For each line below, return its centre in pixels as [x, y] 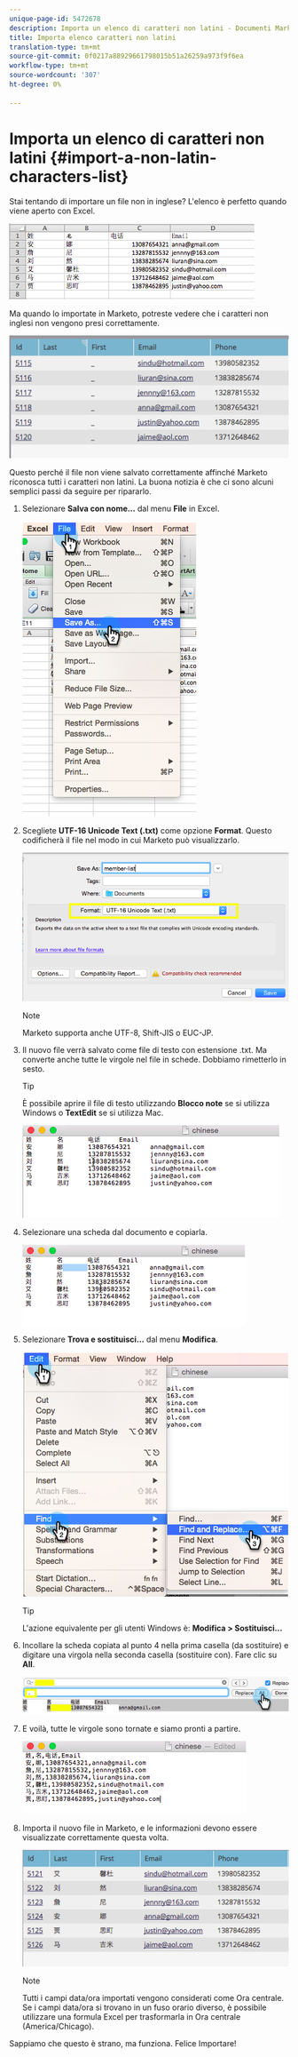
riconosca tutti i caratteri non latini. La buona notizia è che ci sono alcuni [141, 482]
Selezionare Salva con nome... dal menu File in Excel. [121, 509]
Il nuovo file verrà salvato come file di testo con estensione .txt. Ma [145, 1050]
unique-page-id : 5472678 [55, 19]
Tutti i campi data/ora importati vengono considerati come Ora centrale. [153, 1998]
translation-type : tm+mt [55, 47]
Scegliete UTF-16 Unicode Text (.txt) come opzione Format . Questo [147, 831]
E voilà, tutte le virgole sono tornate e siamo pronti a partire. [131, 1729]
